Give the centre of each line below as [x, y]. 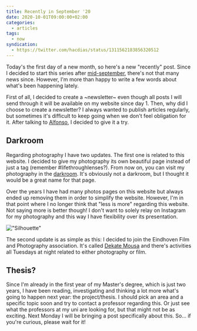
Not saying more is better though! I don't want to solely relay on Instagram [96, 210]
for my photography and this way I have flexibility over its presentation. [92, 217]
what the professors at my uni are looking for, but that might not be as [91, 310]
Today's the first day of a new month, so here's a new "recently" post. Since [98, 67]
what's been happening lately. [43, 86]
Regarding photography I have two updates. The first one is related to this [95, 155]
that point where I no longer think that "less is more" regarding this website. [98, 204]
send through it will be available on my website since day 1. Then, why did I [97, 103]
